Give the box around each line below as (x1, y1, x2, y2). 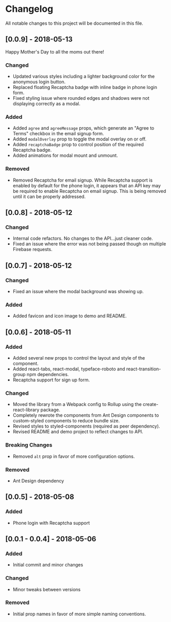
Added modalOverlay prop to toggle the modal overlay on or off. (12, 136, 147, 142)
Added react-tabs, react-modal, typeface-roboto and (12, 366, 125, 372)
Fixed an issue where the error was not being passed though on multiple (12, 241, 166, 247)
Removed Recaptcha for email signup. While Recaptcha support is (12, 177, 153, 183)
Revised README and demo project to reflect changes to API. (12, 429, 143, 435)
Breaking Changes (5, 441, 53, 449)
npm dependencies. (26, 371, 69, 377)
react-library (12, 407, 40, 413)
